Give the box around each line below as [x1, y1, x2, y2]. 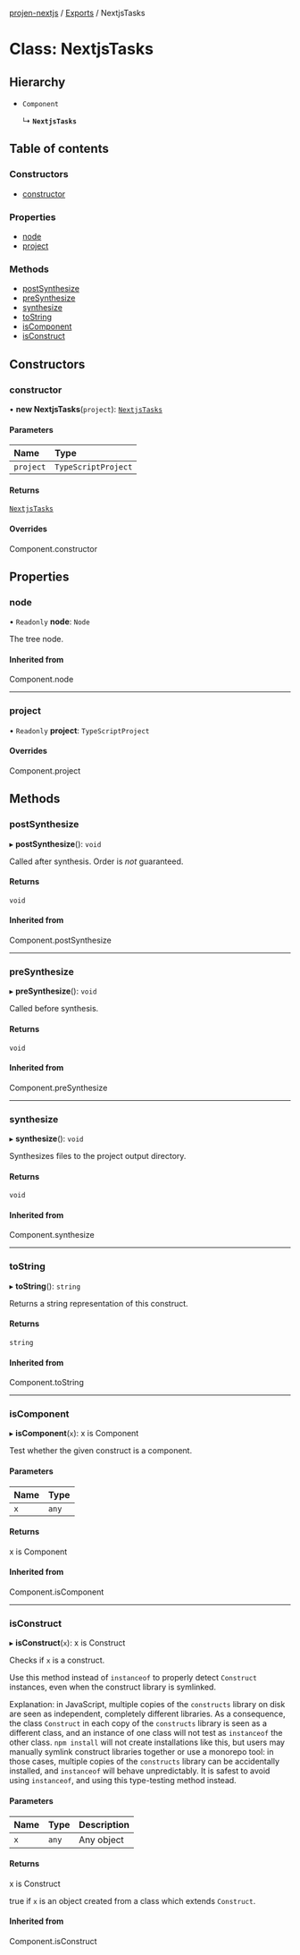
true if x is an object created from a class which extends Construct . [9, 1895, 256, 1906]
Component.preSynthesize [9, 1082, 108, 1093]
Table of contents [9, 141, 109, 157]
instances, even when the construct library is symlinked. [9, 1681, 217, 1693]
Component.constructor [9, 543, 98, 554]
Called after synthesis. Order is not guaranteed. [9, 856, 184, 867]
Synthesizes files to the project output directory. [9, 1151, 187, 1162]
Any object [79, 1833, 125, 1846]
